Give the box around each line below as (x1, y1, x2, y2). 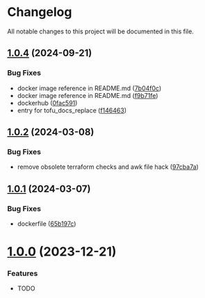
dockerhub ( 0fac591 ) (17, 99, 78, 107)
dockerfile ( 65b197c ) (17, 220, 76, 228)
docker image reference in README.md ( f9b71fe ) (17, 91, 158, 99)
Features (7, 269, 38, 279)
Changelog (7, 4, 72, 20)
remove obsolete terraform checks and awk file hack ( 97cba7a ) (17, 163, 199, 171)
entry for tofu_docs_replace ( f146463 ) (17, 106, 127, 115)
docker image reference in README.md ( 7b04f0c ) (17, 84, 162, 92)
